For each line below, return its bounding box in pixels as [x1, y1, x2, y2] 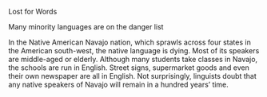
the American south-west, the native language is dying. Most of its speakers [8, 46, 260, 55]
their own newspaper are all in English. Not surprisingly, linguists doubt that [8, 72, 257, 80]
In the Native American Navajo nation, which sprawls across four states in [8, 37, 252, 47]
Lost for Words [8, 7, 58, 16]
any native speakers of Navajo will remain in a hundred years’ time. [8, 80, 229, 89]
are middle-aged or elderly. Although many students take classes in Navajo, [8, 55, 258, 64]
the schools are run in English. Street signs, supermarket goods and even [8, 63, 250, 72]
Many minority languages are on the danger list [8, 22, 164, 31]
